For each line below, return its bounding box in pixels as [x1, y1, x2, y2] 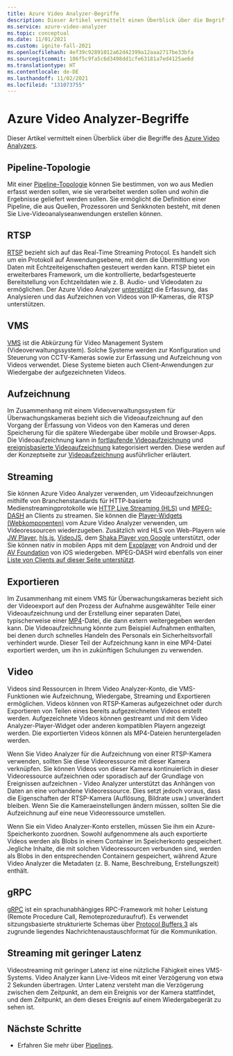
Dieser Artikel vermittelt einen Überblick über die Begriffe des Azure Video [7, 134, 220, 142]
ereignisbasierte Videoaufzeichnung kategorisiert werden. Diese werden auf [7, 443, 225, 452]
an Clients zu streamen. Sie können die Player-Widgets [25, 511, 182, 520]
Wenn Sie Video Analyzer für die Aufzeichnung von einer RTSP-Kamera [7, 750, 212, 758]
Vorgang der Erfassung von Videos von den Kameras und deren [7, 421, 190, 429]
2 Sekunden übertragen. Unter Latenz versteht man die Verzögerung [7, 980, 204, 989]
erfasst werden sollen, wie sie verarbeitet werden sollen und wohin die [7, 188, 209, 195]
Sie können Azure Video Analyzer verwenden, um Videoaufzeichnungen [7, 489, 214, 497]
